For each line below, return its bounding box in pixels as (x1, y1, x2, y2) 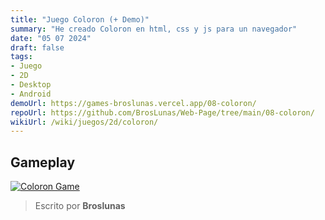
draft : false (10, 42, 65, 53)
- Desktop (10, 80, 52, 90)
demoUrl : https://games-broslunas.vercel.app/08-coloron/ (10, 98, 257, 108)
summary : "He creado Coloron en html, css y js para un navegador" (10, 24, 298, 34)
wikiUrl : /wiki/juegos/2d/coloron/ (10, 117, 159, 127)
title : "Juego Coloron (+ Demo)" (10, 14, 150, 25)
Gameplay (10, 154, 76, 171)
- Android (10, 89, 52, 99)
